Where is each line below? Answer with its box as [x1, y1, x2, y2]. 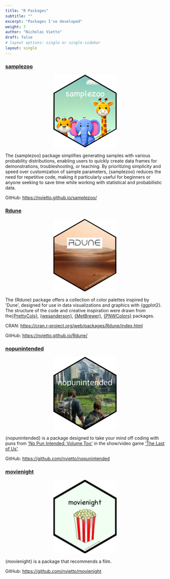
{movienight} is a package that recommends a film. [5, 558, 112, 564]
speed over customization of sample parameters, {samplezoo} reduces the [5, 169, 161, 175]
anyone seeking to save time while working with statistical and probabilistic [5, 180, 162, 186]
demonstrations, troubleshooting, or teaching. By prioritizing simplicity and [5, 163, 161, 170]
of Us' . [5, 445, 19, 451]
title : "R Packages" [5, 8, 49, 13]
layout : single [5, 46, 37, 51]
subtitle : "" [5, 13, 33, 19]
